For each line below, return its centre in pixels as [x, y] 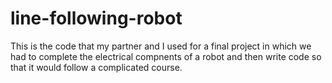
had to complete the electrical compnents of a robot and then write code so [166, 56]
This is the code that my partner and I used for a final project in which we [161, 46]
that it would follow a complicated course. [96, 67]
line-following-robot [96, 18]
